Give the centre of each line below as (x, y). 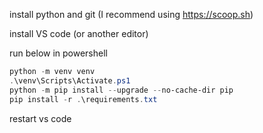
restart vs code (40, 118)
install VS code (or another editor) (79, 33)
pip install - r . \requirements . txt (83, 99)
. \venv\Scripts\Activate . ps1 (70, 80)
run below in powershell (58, 53)
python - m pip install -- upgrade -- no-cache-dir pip (121, 90)
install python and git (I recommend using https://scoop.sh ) (131, 14)
